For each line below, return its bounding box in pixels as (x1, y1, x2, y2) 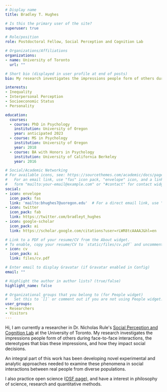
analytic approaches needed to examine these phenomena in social (5, 361, 144, 367)
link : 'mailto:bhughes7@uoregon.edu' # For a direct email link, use (9, 200, 159, 205)
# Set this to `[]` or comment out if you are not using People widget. (5, 297, 164, 302)
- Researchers (5, 306, 35, 311)
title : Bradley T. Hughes (5, 12, 59, 17)
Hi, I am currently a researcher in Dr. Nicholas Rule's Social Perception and (5, 324, 158, 330)
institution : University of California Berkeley (14, 154, 117, 159)
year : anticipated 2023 (14, 131, 64, 136)
